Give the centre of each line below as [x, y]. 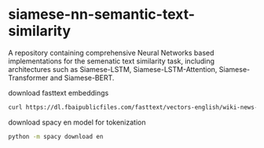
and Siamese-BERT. [82, 78]
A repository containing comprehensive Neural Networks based [111, 52]
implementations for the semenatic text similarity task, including [111, 61]
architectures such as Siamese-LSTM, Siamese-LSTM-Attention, [113, 69]
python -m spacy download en [56, 136]
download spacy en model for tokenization [77, 122]
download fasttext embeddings [59, 92]
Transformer [28, 78]
